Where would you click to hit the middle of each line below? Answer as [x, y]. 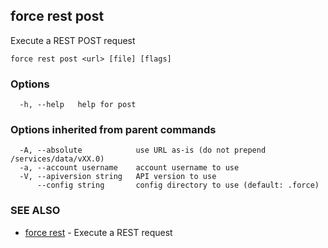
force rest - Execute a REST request [98, 232]
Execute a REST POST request [73, 40]
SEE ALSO [35, 211]
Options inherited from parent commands [113, 130]
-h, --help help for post [78, 105]
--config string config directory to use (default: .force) [178, 185]
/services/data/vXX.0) [57, 159]
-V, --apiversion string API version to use [118, 177]
